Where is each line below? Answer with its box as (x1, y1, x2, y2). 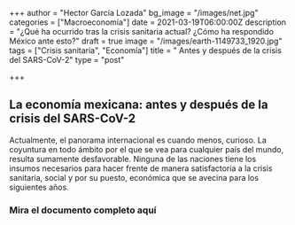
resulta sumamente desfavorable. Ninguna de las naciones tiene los (9, 153, 257, 164)
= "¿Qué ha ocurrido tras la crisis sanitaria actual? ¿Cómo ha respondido (9, 27, 275, 36)
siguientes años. (9, 182, 69, 192)
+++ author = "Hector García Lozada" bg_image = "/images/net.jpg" (9, 8, 259, 18)
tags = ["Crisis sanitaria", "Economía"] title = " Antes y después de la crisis (9, 45, 282, 56)
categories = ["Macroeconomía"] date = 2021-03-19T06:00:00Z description (9, 17, 286, 27)
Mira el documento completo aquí (9, 204, 157, 216)
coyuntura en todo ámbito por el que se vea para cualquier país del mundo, (9, 144, 284, 154)
